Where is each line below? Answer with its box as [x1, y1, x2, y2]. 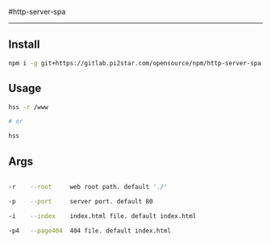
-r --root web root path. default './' [8, 182, 168, 191]
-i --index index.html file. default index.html [8, 212, 197, 220]
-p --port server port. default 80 [8, 197, 153, 205]
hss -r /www [8, 103, 48, 111]
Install [8, 38, 40, 52]
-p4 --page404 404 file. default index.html [8, 226, 172, 235]
